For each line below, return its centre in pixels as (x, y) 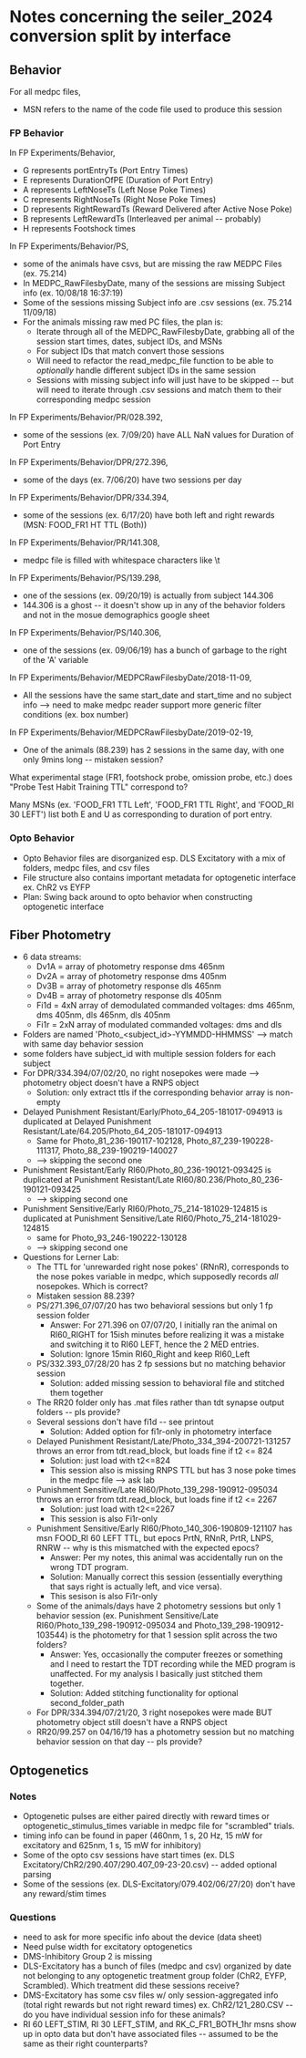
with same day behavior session (83, 1044)
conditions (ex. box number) (76, 715)
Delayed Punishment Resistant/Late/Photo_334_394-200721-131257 (163, 1442)
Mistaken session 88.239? (85, 1296)
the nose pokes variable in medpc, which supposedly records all (157, 1277)
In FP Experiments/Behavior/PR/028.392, (87, 418)
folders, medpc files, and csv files (86, 867)
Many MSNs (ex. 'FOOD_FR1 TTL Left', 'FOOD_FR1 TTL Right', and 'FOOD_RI (152, 805)
